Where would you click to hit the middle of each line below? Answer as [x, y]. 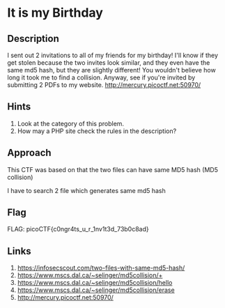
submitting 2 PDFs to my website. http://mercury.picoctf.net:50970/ [104, 85]
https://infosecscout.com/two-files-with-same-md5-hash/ [101, 268]
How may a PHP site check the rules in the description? [97, 131]
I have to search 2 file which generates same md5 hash [86, 190]
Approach [29, 153]
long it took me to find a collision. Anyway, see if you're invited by [101, 77]
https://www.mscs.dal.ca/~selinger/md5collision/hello [95, 283]
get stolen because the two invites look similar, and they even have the [109, 63]
